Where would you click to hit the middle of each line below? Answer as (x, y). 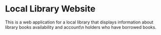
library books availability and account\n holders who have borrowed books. (81, 27)
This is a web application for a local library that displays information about (79, 22)
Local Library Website (50, 9)
